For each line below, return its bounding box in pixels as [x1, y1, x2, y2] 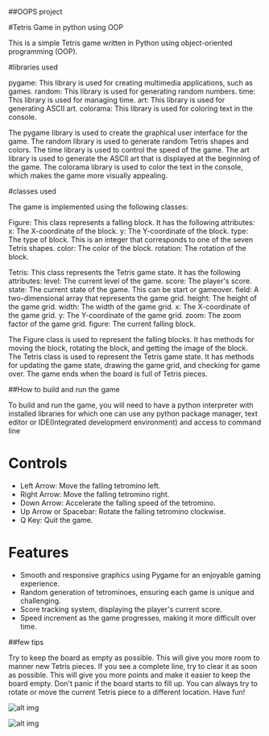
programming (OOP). [8, 47, 78, 56]
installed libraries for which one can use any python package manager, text [8, 409, 258, 418]
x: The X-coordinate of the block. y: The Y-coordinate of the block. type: [8, 226, 249, 236]
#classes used [8, 186, 56, 196]
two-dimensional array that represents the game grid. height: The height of [8, 294, 258, 303]
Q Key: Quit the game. [19, 515, 93, 525]
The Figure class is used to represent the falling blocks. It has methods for [8, 335, 255, 344]
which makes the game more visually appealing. [8, 171, 168, 180]
